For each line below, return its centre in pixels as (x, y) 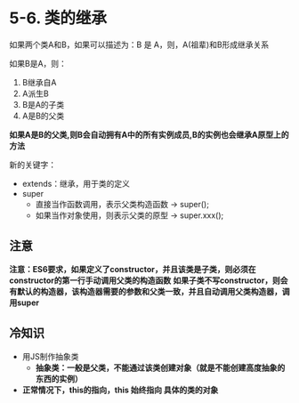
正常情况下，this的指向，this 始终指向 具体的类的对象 (120, 390)
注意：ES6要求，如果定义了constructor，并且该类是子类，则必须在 (133, 269)
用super (24, 302)
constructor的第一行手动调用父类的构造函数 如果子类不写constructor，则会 (149, 280)
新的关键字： (32, 165)
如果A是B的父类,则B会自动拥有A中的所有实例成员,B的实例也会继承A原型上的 (149, 134)
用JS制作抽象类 (50, 356)
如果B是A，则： (38, 63)
